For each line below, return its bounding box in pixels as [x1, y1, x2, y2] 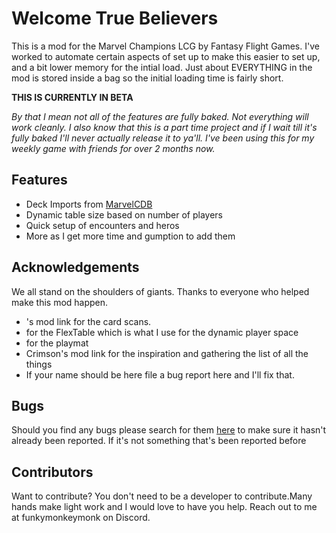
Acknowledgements [11, 259, 140, 276]
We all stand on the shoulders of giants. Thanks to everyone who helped [11, 285, 310, 297]
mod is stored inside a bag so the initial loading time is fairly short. [11, 72, 284, 84]
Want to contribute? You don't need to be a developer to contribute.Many [11, 490, 313, 502]
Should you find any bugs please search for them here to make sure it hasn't [11, 424, 327, 436]
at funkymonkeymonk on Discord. [11, 512, 151, 524]
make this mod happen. [11, 296, 109, 308]
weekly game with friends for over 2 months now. [11, 142, 216, 154]
